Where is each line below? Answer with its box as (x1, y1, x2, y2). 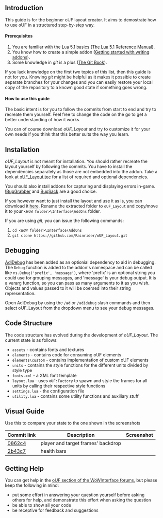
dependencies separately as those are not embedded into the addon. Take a (5, 169, 158, 175)
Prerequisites (5, 33, 33, 39)
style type (12, 367, 33, 373)
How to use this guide (5, 95, 50, 101)
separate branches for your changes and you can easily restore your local (5, 79, 153, 85)
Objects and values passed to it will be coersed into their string (5, 285, 131, 291)
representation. (5, 290, 35, 296)
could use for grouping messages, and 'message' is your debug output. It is (5, 275, 156, 280)
